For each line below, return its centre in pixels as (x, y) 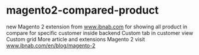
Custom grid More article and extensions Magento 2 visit (76, 39)
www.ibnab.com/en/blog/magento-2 (51, 46)
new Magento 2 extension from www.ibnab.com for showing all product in (97, 27)
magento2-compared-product (83, 10)
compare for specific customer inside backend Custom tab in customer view (100, 33)
